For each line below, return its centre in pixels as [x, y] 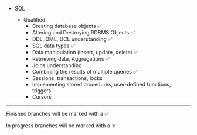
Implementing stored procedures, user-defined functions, [101, 84]
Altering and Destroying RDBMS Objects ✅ [84, 32]
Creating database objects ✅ [67, 26]
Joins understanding [57, 65]
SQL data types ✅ [54, 46]
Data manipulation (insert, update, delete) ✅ [85, 52]
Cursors [42, 97]
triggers [42, 91]
